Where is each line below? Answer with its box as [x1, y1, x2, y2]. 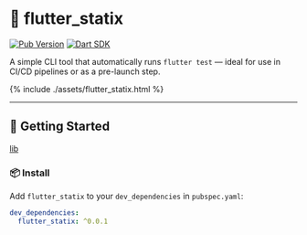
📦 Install [9, 166, 50, 179]
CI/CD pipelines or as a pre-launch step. [9, 66, 161, 77]
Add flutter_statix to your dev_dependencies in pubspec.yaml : [9, 191, 244, 202]
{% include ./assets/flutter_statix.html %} [9, 83, 164, 94]
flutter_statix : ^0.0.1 [17, 217, 108, 226]
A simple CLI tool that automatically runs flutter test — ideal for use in [9, 56, 281, 67]
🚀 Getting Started [9, 119, 111, 134]
